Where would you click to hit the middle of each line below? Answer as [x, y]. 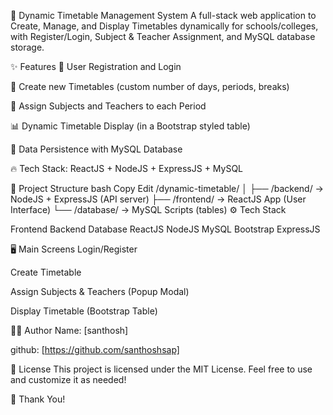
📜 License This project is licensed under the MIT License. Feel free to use [161, 369]
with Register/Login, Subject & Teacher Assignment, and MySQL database [163, 36]
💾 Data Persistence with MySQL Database [96, 149]
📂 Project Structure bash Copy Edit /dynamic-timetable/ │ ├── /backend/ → [167, 188]
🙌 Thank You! [38, 399]
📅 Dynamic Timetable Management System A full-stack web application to [163, 15]
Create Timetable [46, 272]
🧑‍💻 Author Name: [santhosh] [69, 330]
